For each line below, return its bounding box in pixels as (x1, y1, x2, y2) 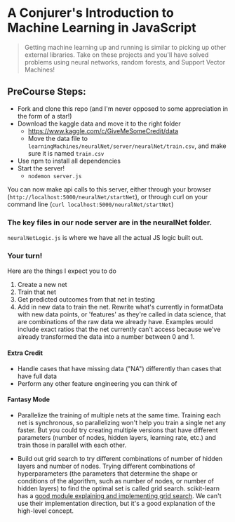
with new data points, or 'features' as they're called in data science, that (17, 310, 227, 319)
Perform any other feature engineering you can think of (17, 379, 177, 387)
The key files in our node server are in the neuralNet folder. (7, 217, 213, 227)
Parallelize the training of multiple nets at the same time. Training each (17, 410, 221, 419)
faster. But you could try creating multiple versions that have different (17, 426, 218, 434)
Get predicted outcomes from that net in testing (17, 295, 156, 304)
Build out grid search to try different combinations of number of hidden (17, 454, 223, 462)
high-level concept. (17, 507, 74, 515)
